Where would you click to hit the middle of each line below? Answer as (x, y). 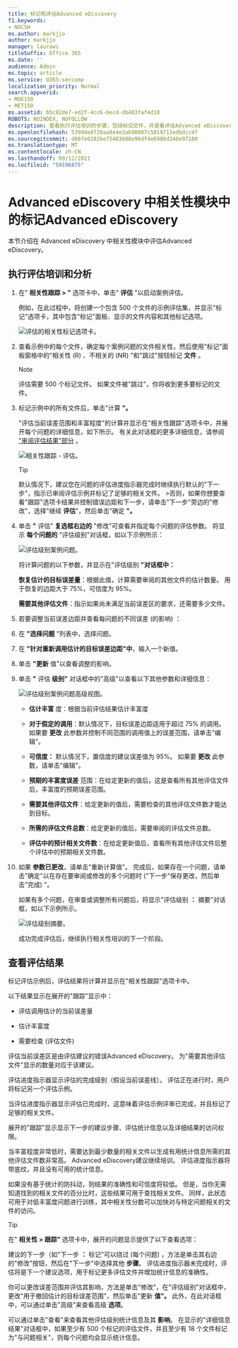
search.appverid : (34, 93)
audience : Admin (32, 66)
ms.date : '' (25, 60)
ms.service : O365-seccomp (46, 80)
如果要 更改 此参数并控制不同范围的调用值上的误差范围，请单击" (121, 732)
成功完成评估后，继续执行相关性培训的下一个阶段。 (93, 938)
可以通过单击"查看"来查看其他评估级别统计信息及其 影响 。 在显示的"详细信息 (119, 1320)
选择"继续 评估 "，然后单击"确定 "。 (85, 510)
